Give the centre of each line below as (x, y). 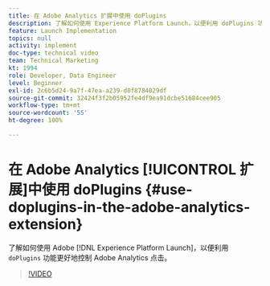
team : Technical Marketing (53, 61)
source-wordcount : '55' (48, 113)
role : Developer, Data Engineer (62, 76)
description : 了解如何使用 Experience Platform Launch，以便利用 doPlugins (131, 23)
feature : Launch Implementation (62, 31)
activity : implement (43, 46)
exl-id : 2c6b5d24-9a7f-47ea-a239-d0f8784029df (88, 90)
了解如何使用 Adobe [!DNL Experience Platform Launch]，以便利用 (119, 247)
